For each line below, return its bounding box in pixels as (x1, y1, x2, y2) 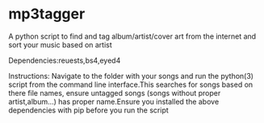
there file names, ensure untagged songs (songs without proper (8, 88, 221, 97)
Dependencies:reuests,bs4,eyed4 (8, 55, 121, 65)
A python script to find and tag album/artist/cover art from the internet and (8, 31, 257, 41)
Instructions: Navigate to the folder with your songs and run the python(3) (8, 71, 254, 80)
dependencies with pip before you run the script (8, 105, 170, 115)
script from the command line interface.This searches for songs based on (8, 80, 254, 89)
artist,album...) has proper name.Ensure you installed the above (8, 96, 220, 106)
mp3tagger (8, 5, 86, 23)
